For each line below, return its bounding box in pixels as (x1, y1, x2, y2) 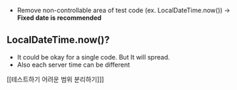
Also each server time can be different (16, 60, 130, 69)
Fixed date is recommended (16, 13, 101, 22)
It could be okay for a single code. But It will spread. (16, 52, 171, 61)
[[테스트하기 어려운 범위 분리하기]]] (6, 74, 104, 84)
